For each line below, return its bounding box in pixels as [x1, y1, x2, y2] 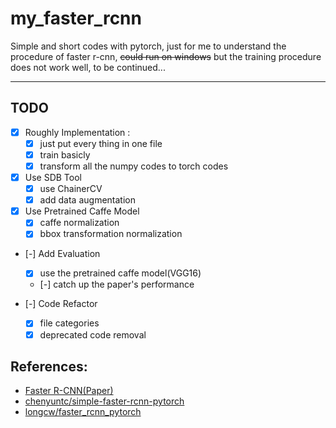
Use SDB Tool [24, 172, 82, 183]
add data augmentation [39, 194, 136, 206]
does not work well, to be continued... [10, 61, 166, 73]
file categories [39, 317, 100, 329]
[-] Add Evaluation [24, 248, 101, 260]
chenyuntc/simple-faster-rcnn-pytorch [24, 395, 185, 407]
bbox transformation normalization [39, 228, 183, 240]
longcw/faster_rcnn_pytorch [24, 406, 142, 418]
